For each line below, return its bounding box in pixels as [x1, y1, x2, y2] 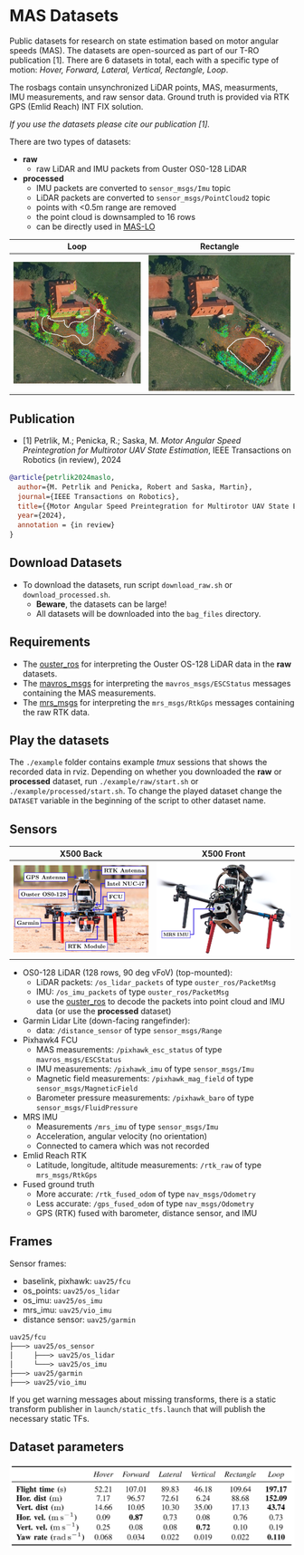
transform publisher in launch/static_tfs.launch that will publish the [9, 1403, 266, 1414]
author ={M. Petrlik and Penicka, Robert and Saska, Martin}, [17, 482, 253, 492]
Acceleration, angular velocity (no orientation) [35, 1130, 208, 1141]
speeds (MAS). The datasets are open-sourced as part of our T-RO [9, 44, 260, 55]
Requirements [9, 635, 90, 650]
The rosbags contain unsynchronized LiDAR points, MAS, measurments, [9, 82, 279, 92]
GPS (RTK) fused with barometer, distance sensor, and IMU [35, 1207, 258, 1218]
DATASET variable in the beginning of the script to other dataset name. [9, 795, 267, 806]
